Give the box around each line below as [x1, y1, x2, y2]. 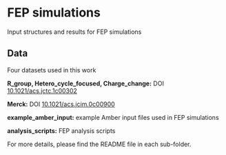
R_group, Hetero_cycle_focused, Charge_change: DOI [7, 79, 164, 87]
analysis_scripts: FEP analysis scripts [7, 126, 116, 135]
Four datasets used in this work [7, 65, 96, 74]
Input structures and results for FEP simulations [7, 28, 142, 36]
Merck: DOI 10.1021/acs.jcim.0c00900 [7, 100, 115, 108]
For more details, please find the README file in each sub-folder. [7, 140, 192, 148]
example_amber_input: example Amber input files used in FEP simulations [7, 113, 219, 121]
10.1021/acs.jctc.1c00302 [7, 86, 78, 94]
